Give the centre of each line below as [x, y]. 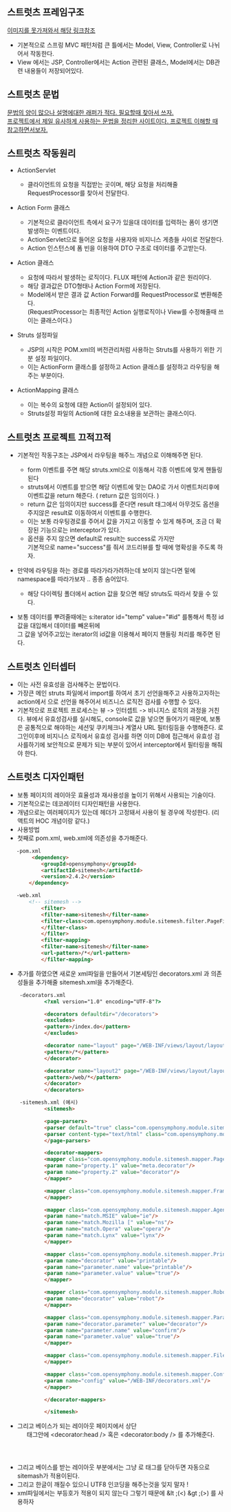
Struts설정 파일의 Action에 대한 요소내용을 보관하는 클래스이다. [112, 413]
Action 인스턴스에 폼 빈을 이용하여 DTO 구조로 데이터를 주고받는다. [117, 248]
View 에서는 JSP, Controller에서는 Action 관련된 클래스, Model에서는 [111, 62]
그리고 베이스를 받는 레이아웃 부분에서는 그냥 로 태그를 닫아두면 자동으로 [113, 1467]
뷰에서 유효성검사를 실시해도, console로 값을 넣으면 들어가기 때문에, [117, 719]
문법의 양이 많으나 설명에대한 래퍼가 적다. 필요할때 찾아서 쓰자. [90, 112]
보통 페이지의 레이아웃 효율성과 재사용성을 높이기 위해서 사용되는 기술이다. [116, 795]
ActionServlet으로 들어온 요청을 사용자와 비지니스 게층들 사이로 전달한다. [125, 240]
